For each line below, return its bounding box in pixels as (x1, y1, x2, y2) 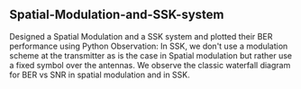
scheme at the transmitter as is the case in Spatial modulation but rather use (9, 49, 293, 61)
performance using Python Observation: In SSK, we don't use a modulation (9, 40, 288, 51)
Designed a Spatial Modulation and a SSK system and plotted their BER (9, 31, 273, 41)
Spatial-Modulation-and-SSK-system (9, 7, 224, 22)
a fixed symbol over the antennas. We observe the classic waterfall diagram (9, 59, 291, 70)
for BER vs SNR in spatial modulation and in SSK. (9, 69, 191, 80)
